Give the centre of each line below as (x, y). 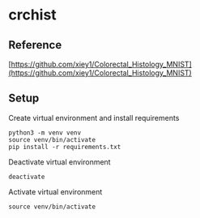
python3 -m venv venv (45, 133)
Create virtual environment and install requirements (94, 118)
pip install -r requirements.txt (65, 147)
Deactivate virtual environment (60, 162)
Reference (35, 45)
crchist (32, 15)
